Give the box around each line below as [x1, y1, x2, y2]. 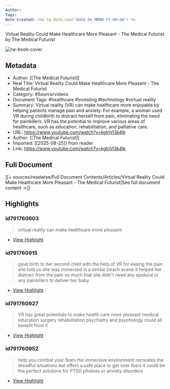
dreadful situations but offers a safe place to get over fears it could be [17, 362, 165, 369]
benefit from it [17, 322, 48, 329]
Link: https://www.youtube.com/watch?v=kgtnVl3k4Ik [12, 145, 126, 152]
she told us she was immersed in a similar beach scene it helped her [17, 266, 162, 272]
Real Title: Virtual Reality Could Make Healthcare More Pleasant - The [12, 80, 159, 87]
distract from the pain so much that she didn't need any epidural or [17, 272, 159, 278]
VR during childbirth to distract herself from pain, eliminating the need [12, 113, 160, 119]
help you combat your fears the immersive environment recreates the [17, 357, 164, 363]
